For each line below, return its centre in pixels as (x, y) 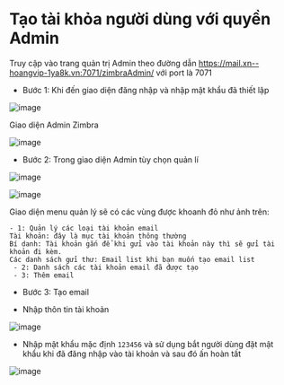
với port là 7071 (184, 73)
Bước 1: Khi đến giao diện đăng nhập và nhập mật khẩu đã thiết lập (146, 90)
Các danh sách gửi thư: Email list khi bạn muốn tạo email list (132, 259)
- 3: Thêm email (44, 275)
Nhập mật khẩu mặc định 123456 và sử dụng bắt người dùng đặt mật (148, 344)
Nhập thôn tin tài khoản (66, 309)
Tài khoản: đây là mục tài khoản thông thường (98, 236)
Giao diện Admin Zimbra (54, 125)
